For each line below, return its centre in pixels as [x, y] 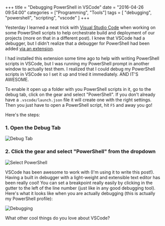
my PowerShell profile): [29, 199]
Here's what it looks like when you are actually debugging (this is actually [80, 193]
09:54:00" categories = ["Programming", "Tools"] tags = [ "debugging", [78, 12]
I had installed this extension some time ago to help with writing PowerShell [82, 58]
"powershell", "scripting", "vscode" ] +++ [47, 18]
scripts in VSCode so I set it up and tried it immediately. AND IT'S [72, 74]
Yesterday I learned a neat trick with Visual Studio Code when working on [80, 27]
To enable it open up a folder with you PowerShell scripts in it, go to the [78, 89]
